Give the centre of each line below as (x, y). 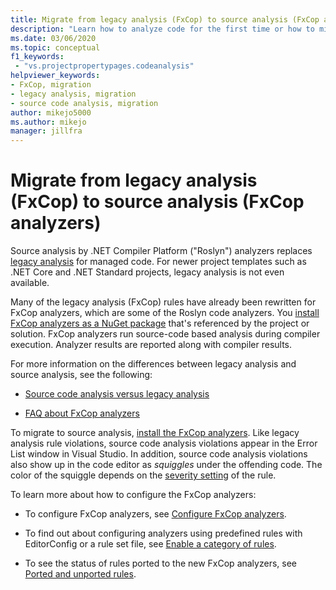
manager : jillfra (46, 131)
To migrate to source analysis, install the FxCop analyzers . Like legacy (155, 433)
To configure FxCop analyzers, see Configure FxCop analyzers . (155, 514)
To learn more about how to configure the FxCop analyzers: (133, 495)
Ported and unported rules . (80, 574)
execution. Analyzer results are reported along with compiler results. (151, 345)
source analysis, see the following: (81, 375)
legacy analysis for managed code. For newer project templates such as (158, 262)
